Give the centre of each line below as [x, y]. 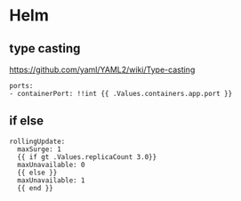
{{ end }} [35, 188]
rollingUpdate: [37, 141]
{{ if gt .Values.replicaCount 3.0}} [87, 157]
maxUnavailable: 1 [52, 180]
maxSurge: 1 [40, 149]
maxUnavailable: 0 [52, 165]
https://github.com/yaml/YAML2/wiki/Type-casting [102, 69]
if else [27, 121]
